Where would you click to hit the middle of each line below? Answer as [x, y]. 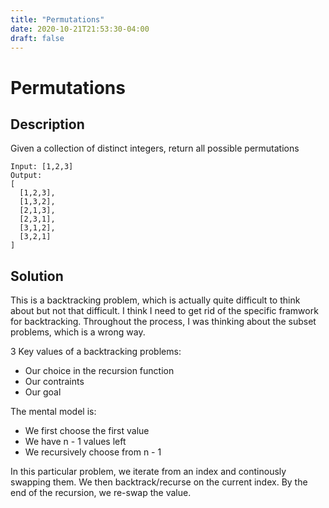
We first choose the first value [87, 431]
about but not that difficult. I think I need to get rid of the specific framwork [164, 311]
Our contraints [54, 382]
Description [47, 124]
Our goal [43, 392]
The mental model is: [53, 412]
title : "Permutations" [57, 19]
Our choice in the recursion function [99, 371]
